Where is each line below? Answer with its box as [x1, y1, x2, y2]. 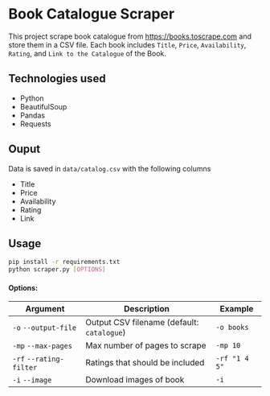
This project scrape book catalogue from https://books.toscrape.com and [8, 31, 252, 41]
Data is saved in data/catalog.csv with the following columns [8, 163, 211, 173]
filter [12, 363, 38, 373]
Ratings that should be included [85, 357, 205, 369]
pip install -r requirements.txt [8, 258, 121, 266]
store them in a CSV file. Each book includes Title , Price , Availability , [8, 39, 247, 49]
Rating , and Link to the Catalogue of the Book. [8, 48, 166, 58]
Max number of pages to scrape [85, 340, 207, 351]
